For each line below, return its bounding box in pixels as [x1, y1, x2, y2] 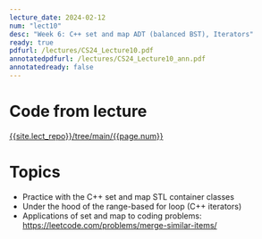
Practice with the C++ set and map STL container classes [21, 191, 235, 202]
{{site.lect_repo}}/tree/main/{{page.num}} [9, 130, 164, 141]
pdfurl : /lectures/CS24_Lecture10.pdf [9, 46, 154, 55]
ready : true [9, 37, 54, 47]
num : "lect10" [9, 21, 63, 30]
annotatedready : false [9, 63, 94, 72]
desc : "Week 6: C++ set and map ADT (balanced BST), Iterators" [9, 29, 254, 38]
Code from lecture [9, 102, 148, 121]
